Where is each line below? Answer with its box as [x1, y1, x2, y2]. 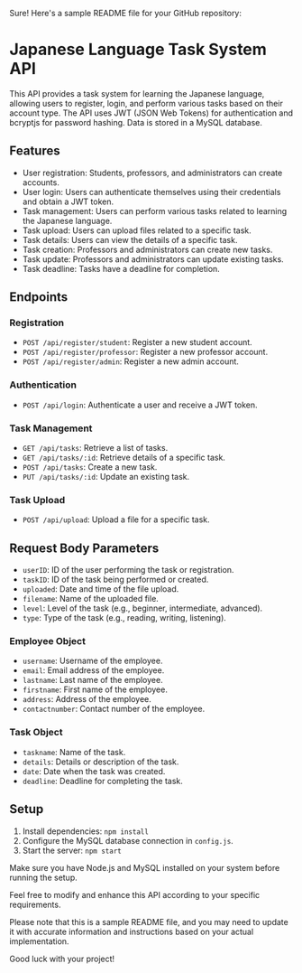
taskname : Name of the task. [22, 746, 126, 757]
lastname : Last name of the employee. [22, 675, 164, 686]
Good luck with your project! [9, 953, 115, 964]
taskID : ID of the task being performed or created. [22, 574, 209, 585]
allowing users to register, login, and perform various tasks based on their [9, 98, 284, 108]
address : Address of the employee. [22, 694, 151, 705]
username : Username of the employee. [22, 655, 163, 667]
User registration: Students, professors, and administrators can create [22, 167, 283, 178]
